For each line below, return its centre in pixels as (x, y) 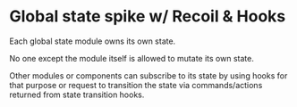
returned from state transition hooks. (77, 95)
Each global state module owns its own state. (93, 41)
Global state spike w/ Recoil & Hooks (148, 16)
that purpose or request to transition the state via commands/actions (136, 85)
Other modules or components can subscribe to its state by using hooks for (148, 75)
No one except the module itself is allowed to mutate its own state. (132, 58)
